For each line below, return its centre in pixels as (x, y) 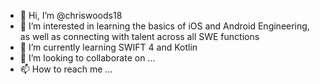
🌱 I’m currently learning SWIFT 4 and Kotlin (108, 47)
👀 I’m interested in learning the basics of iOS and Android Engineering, (164, 26)
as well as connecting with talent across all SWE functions (139, 36)
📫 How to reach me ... (66, 69)
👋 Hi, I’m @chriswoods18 (71, 15)
